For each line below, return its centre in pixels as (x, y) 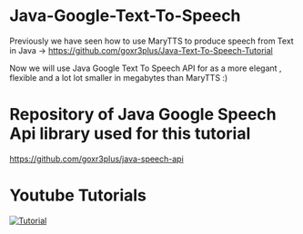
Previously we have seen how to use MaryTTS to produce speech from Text (151, 41)
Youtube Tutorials (78, 195)
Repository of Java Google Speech (143, 115)
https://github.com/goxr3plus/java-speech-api (96, 159)
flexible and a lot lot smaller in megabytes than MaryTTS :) (119, 77)
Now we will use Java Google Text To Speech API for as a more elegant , (146, 68)
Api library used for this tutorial (130, 134)
